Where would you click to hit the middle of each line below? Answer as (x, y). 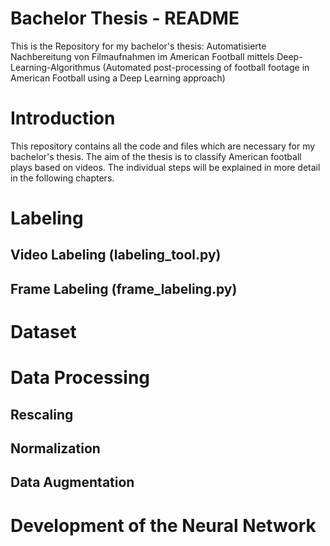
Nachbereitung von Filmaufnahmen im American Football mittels (142, 56)
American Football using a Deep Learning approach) (118, 78)
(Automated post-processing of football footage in (206, 67)
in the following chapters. (62, 178)
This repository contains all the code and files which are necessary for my (163, 146)
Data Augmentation (72, 482)
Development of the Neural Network (163, 525)
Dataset (43, 332)
